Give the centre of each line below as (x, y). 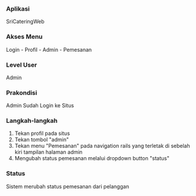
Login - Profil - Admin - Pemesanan (49, 49)
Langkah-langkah (32, 121)
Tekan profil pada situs (42, 133)
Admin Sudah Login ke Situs (40, 106)
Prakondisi (22, 93)
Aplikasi (18, 9)
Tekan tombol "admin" (42, 140)
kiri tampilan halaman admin (48, 152)
